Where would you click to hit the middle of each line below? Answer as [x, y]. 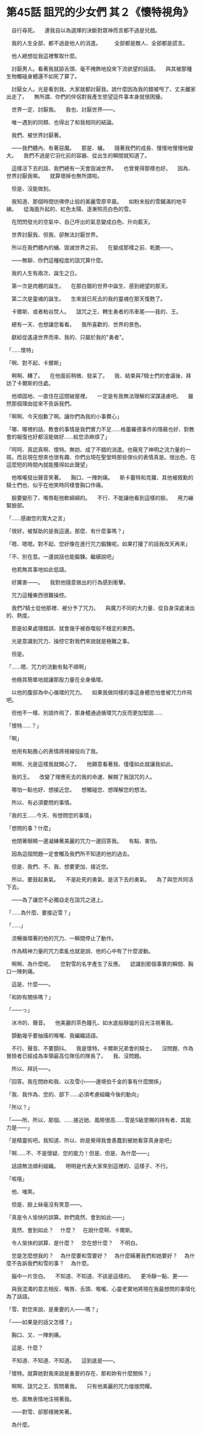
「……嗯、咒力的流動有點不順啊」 [48, 667]
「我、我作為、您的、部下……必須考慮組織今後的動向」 [74, 1094]
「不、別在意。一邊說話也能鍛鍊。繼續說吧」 [62, 556]
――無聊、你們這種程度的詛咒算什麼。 [59, 260]
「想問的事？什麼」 [30, 828]
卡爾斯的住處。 [35, 383]
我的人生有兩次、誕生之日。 [45, 273]
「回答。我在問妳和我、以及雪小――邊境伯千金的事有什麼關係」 [85, 1081]
